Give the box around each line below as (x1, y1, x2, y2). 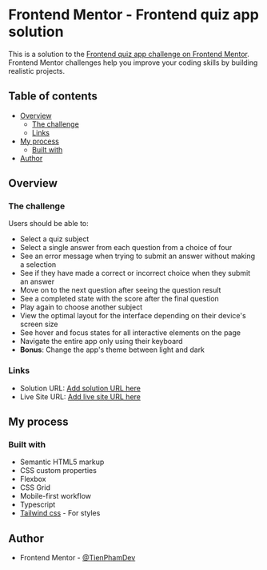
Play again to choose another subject (19, 302, 142, 312)
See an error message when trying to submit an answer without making (19, 251, 256, 261)
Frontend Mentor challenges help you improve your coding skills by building (8, 58, 258, 67)
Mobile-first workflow (19, 491, 92, 501)
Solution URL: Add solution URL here (19, 383, 141, 393)
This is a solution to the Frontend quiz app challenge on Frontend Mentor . (8, 49, 250, 59)
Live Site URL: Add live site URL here (19, 391, 141, 402)
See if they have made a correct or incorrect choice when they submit (19, 269, 251, 278)
